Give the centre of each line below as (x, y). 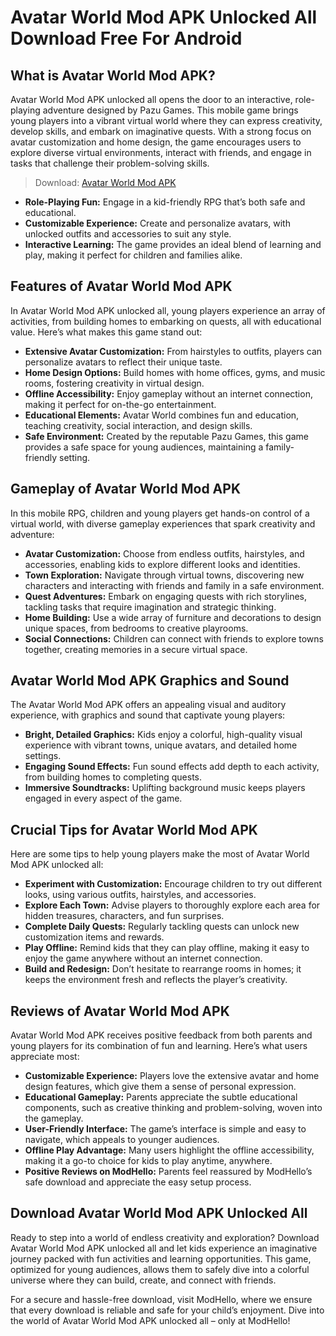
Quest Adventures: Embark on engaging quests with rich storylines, (166, 596)
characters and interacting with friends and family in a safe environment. (174, 585)
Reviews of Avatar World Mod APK (120, 1011)
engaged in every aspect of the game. (103, 798)
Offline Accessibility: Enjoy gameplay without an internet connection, (168, 393)
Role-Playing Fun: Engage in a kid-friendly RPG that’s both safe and (165, 202)
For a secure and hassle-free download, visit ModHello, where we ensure (161, 1299)
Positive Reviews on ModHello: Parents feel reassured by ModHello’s (168, 1172)
